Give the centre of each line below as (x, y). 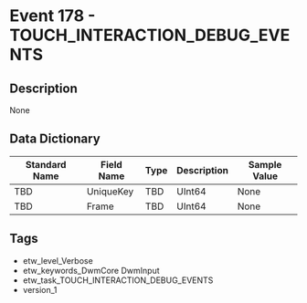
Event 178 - (53, 16)
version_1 (40, 289)
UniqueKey (110, 191)
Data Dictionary (55, 139)
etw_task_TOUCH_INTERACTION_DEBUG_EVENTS (118, 280)
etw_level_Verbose (58, 260)
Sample (265, 164)
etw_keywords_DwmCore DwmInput (91, 270)
